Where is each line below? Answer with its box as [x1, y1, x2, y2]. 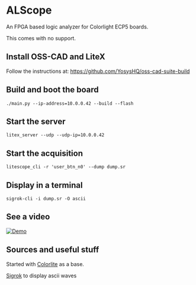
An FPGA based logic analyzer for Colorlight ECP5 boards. [6, 23, 149, 30]
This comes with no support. [6, 34, 76, 41]
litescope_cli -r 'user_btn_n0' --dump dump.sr [6, 164, 126, 170]
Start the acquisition [6, 148, 83, 158]
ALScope [6, 4, 52, 17]
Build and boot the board [6, 85, 99, 95]
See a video [6, 212, 50, 222]
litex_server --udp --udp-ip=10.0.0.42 [6, 132, 105, 138]
